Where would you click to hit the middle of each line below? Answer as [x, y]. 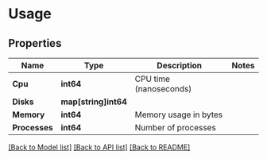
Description [180, 66]
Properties [35, 43]
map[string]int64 [94, 102]
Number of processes [175, 128]
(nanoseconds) [163, 89]
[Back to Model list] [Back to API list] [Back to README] [99, 147]
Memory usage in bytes [179, 114]
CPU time [153, 79]
